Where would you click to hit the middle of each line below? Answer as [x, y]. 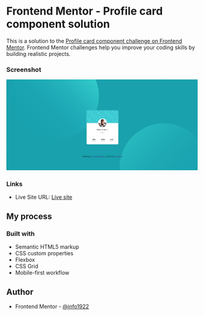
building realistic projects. [39, 53]
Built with [21, 233]
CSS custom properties [44, 253]
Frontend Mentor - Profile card [84, 11]
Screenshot [24, 69]
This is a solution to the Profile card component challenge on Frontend [94, 41]
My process [29, 216]
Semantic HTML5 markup [47, 247]
